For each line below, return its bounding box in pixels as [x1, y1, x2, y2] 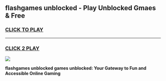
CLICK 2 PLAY [5, 45, 40, 52]
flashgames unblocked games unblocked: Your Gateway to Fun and [5, 65, 147, 71]
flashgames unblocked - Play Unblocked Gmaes [5, 4, 156, 12]
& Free [5, 12, 26, 20]
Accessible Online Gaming [5, 70, 61, 76]
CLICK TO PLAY [5, 27, 43, 33]
